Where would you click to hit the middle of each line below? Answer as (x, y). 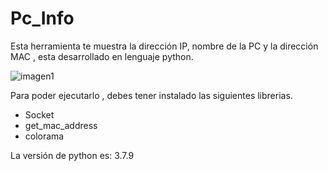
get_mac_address (61, 125)
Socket (39, 114)
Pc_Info (42, 18)
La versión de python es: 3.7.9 (72, 155)
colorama (44, 136)
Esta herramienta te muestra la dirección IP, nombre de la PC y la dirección (164, 46)
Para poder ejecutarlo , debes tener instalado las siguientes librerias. (151, 95)
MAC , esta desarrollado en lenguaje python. (102, 56)
